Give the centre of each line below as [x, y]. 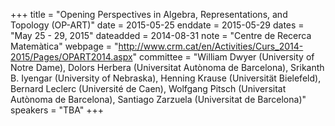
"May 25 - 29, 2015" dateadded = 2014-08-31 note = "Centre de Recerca [161, 35]
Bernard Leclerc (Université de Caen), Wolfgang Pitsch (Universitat [148, 88]
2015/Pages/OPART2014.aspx [71, 57]
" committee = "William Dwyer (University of [223, 57]
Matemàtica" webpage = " [64, 46]
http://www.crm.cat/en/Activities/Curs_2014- [211, 46]
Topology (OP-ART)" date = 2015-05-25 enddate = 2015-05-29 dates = [157, 25]
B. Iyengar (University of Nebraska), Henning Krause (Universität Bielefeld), [166, 78]
